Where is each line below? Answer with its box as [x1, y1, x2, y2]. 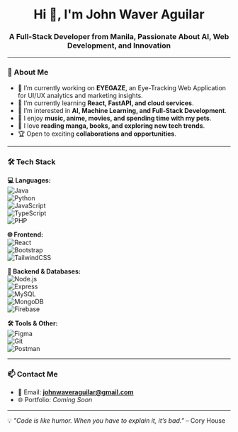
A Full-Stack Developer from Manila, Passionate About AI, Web [8, 32, 229, 42]
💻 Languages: [7, 176, 51, 185]
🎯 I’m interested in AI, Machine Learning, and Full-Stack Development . [17, 106, 227, 114]
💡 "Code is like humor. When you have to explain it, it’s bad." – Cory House [7, 416, 226, 425]
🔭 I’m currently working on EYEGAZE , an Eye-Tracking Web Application [17, 83, 227, 92]
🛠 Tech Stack [7, 156, 56, 166]
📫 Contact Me [7, 369, 58, 379]
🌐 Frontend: [7, 230, 44, 239]
